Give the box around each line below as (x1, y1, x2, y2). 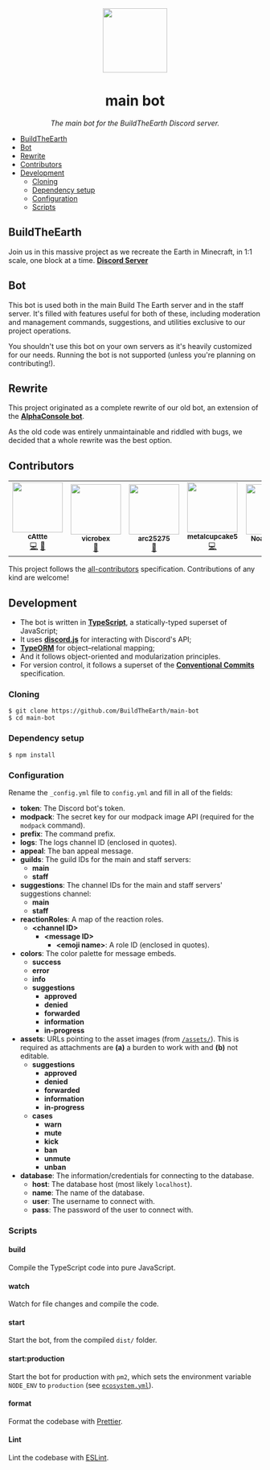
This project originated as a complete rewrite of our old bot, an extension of (8, 403, 259, 413)
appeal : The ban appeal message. (19, 846, 134, 856)
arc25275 (137, 534, 170, 543)
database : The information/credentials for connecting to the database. (19, 1170, 255, 1181)
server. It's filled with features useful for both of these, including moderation (8, 309, 261, 318)
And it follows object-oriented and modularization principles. (19, 651, 221, 661)
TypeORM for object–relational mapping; (19, 643, 155, 652)
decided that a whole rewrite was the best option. (8, 436, 173, 446)
